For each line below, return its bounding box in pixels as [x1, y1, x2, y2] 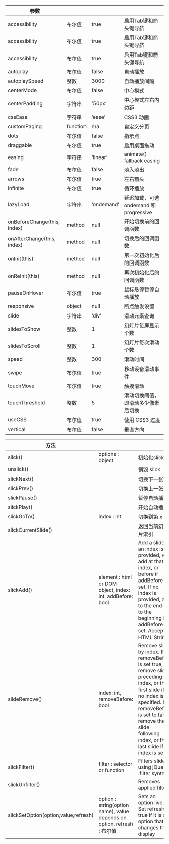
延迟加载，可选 [124, 194, 160, 201]
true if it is [138, 812, 162, 818]
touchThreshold [8, 399, 45, 406]
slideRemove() [8, 696, 42, 702]
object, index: [98, 587, 131, 593]
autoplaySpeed [8, 78, 44, 84]
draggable [8, 142, 32, 148]
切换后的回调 [124, 235, 155, 242]
